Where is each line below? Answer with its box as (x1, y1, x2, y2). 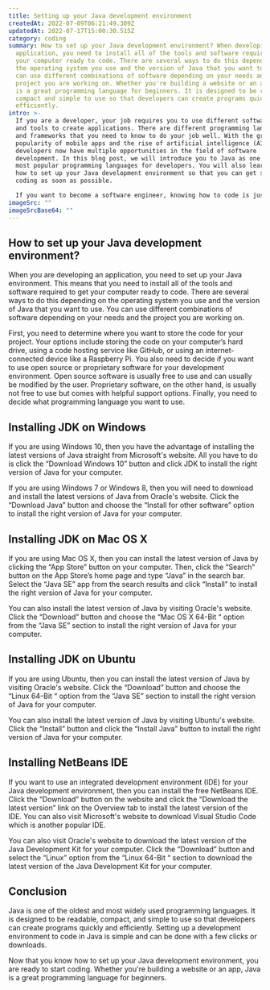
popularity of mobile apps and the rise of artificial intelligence (15, 139, 250, 148)
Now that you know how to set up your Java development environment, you (8, 956, 259, 966)
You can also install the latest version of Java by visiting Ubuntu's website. (8, 715, 256, 725)
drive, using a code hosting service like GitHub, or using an (8, 346, 204, 356)
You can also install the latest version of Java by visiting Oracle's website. (8, 603, 253, 613)
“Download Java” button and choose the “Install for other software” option (8, 501, 255, 510)
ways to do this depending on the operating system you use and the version (8, 296, 260, 306)
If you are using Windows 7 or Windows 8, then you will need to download (8, 483, 254, 493)
